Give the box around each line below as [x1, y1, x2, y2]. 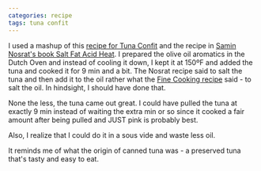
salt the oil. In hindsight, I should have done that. [8, 82, 166, 92]
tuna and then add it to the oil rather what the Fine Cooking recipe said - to [8, 74, 252, 84]
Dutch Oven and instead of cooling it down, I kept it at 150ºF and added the [8, 57, 253, 67]
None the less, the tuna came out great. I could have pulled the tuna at [8, 98, 237, 108]
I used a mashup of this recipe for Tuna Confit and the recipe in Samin [8, 40, 236, 50]
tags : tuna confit [8, 19, 69, 27]
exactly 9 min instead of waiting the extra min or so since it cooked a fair [8, 106, 245, 116]
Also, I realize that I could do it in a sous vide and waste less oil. [8, 130, 216, 139]
